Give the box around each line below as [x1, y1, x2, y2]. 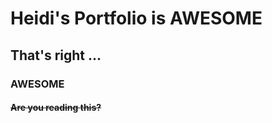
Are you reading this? [10, 102, 102, 114]
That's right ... [10, 47, 102, 64]
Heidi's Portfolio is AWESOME [10, 7, 263, 30]
